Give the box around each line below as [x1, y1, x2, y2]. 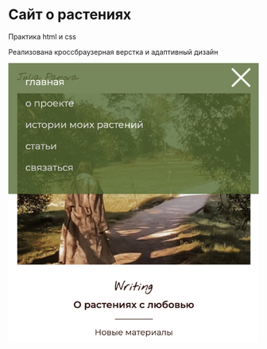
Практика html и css [8, 32, 77, 41]
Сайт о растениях [8, 6, 132, 24]
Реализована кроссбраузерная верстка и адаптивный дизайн [8, 47, 219, 56]
